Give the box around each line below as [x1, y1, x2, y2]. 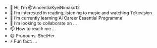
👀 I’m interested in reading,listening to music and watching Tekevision [9, 10, 153, 16]
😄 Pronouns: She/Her [9, 33, 55, 39]
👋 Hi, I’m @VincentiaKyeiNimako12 [9, 5, 80, 10]
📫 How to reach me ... [9, 26, 56, 31]
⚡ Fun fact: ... [9, 38, 37, 44]
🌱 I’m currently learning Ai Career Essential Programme [9, 15, 123, 21]
